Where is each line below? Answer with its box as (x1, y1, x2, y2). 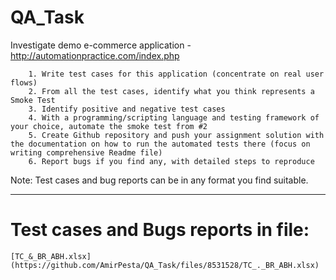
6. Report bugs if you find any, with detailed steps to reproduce (28, 156, 315, 166)
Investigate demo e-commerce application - (10, 39, 192, 51)
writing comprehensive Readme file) (10, 147, 163, 158)
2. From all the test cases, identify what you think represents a (28, 86, 315, 96)
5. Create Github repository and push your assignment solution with (28, 130, 325, 140)
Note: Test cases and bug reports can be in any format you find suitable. (10, 174, 309, 186)
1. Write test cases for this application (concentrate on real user (28, 69, 325, 79)
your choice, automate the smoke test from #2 (10, 121, 208, 131)
